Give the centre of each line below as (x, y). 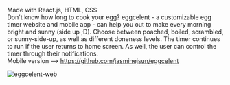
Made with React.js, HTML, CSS (52, 10)
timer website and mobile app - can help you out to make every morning (109, 24)
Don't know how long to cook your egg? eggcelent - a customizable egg (109, 17)
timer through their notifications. (53, 53)
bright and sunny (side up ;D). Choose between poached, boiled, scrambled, (115, 32)
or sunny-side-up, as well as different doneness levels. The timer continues (114, 39)
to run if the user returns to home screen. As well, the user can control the (112, 46)
